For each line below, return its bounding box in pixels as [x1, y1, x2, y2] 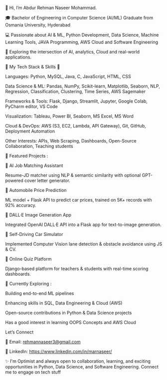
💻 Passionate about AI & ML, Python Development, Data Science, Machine [5, 32, 159, 37]
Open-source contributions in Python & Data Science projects [5, 310, 132, 315]
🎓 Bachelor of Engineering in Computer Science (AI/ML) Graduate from [5, 15, 154, 20]
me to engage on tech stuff [5, 369, 61, 375]
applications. [5, 54, 31, 60]
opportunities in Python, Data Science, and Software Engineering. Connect [5, 364, 159, 369]
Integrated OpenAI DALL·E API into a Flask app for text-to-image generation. [5, 221, 162, 227]
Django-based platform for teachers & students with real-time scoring [5, 265, 149, 271]
